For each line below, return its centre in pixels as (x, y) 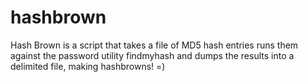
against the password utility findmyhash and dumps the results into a (152, 55)
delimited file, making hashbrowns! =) (88, 66)
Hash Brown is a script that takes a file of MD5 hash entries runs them (154, 45)
